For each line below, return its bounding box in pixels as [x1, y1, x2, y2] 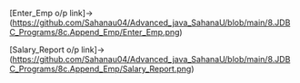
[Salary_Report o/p [9, 44, 80, 55]
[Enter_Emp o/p [9, 8, 68, 18]
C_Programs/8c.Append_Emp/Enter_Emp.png [9, 27, 180, 37]
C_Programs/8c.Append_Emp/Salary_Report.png [9, 63, 192, 74]
